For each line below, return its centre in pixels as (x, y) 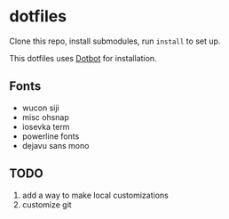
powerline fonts (51, 136)
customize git (47, 204)
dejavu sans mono (55, 145)
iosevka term (46, 126)
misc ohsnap (45, 117)
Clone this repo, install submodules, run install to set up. (115, 41)
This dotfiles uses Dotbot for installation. (83, 58)
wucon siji (40, 108)
